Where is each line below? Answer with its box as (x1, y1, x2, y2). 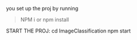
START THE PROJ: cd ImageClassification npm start (6, 27, 131, 34)
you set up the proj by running (6, 5, 79, 12)
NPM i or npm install (20, 16, 69, 23)
